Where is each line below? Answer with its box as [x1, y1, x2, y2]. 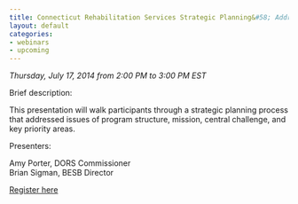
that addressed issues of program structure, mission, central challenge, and [9, 114, 286, 125]
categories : [9, 29, 53, 38]
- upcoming [9, 46, 50, 55]
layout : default [9, 21, 69, 30]
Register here [9, 184, 59, 195]
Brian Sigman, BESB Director [9, 168, 114, 178]
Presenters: [9, 141, 51, 152]
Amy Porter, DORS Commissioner [9, 158, 131, 169]
